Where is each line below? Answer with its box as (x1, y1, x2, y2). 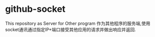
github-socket (5, 3, 66, 15)
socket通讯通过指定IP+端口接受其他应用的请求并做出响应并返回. (5, 26, 136, 33)
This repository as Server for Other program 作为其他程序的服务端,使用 (5, 20, 151, 26)
